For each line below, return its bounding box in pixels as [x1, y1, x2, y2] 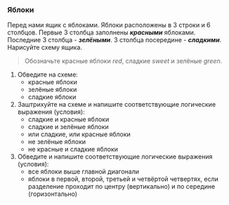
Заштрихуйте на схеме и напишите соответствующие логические [17, 100, 216, 109]
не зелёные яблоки [27, 138, 86, 146]
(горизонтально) [27, 190, 78, 198]
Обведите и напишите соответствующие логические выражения [17, 152, 213, 161]
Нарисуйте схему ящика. [7, 44, 83, 52]
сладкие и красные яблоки [27, 115, 110, 124]
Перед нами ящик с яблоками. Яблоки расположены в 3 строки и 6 [7, 21, 211, 29]
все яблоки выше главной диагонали [27, 167, 139, 176]
